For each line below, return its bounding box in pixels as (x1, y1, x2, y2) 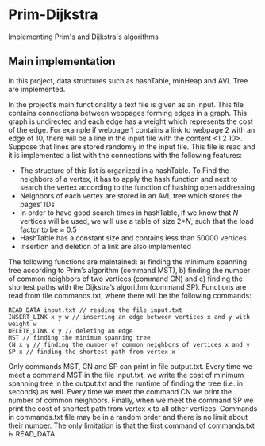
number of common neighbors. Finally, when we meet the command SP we (8, 395, 254, 405)
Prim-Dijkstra (8, 6, 98, 24)
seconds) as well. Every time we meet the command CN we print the (8, 386, 232, 396)
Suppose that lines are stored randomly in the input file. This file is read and (8, 141, 255, 152)
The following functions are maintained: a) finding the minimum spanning (8, 256, 248, 267)
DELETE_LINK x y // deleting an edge (8, 327, 133, 335)
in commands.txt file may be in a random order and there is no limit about (8, 412, 248, 421)
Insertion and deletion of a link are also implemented (19, 241, 192, 251)
